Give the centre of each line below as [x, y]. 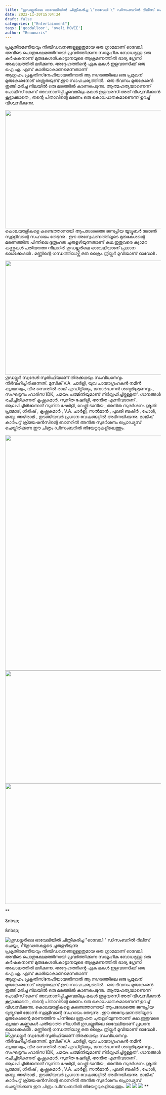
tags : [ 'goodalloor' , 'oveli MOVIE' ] [44, 28]
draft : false [19, 19]
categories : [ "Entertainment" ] [37, 24]
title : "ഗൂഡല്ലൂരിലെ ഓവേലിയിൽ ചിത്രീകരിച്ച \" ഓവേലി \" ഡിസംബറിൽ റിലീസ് [80, 10]
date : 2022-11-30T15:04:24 [33, 14]
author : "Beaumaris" [26, 33]
